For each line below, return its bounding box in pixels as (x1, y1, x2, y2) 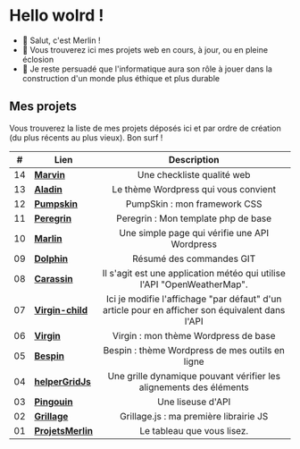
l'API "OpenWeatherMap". (139, 278, 248, 291)
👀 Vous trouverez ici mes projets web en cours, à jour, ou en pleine (21, 44, 269, 55)
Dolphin (34, 252, 69, 265)
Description (168, 153, 220, 165)
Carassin (34, 272, 73, 284)
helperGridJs (34, 375, 92, 387)
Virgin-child (34, 303, 88, 316)
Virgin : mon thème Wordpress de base (112, 329, 276, 342)
